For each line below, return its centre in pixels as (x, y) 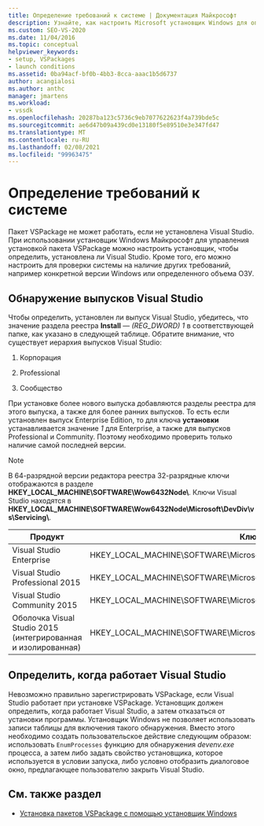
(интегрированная (47, 638)
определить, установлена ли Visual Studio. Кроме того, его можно (120, 257)
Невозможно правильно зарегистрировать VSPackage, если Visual (121, 694)
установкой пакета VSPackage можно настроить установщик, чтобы (123, 249)
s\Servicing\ (29, 517)
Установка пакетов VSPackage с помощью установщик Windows (128, 813)
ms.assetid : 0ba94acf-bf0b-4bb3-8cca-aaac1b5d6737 (93, 74)
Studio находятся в (40, 501)
